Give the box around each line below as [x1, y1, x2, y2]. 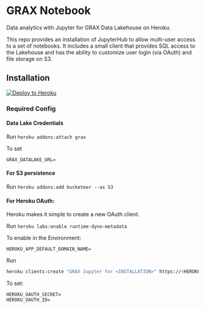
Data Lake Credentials [6, 120, 64, 127]
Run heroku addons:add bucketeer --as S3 [6, 183, 114, 191]
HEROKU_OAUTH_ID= [6, 297, 51, 303]
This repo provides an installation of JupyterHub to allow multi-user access [6, 35, 195, 43]
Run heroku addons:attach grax [6, 133, 87, 140]
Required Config [6, 104, 56, 113]
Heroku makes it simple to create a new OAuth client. [6, 211, 140, 218]
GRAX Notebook [6, 4, 92, 18]
